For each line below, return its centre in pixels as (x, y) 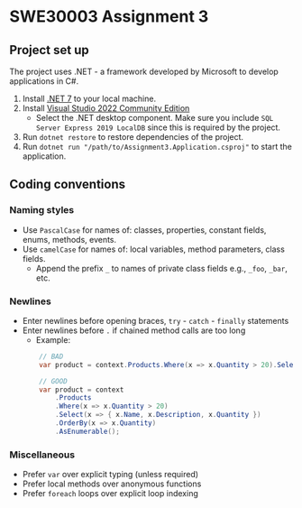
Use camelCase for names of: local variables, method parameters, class (154, 249)
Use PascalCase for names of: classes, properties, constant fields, (144, 230)
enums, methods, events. (69, 239)
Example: (53, 339)
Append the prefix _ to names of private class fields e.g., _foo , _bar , (162, 268)
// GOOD (53, 381)
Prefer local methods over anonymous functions (112, 484)
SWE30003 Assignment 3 (109, 17)
